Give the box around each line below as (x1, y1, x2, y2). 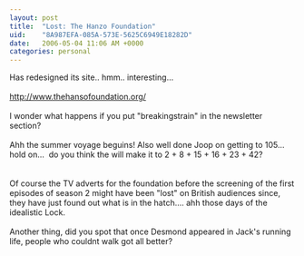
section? (9, 120, 42, 132)
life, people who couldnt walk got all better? (9, 236, 173, 247)
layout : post (9, 13, 59, 23)
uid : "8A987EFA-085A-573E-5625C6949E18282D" (9, 30, 193, 39)
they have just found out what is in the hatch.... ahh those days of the (9, 197, 268, 209)
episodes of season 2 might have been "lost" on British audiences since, (9, 188, 281, 199)
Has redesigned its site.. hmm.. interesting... (9, 72, 174, 83)
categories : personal (9, 47, 92, 56)
